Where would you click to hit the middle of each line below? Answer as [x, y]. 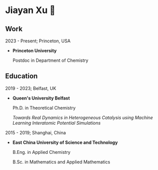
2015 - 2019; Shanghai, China [36, 132]
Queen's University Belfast [41, 98]
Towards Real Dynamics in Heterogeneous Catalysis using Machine [83, 117]
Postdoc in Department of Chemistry [50, 60]
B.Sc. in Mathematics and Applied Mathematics [61, 162]
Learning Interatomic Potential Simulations [56, 123]
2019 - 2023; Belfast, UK [31, 88]
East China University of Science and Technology [65, 142]
